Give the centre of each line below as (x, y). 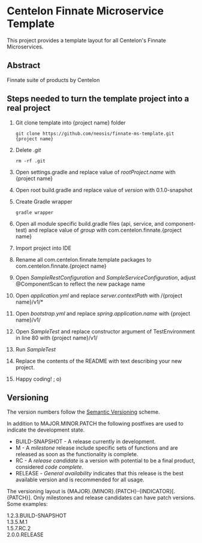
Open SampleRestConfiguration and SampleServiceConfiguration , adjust (105, 277)
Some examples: (27, 504)
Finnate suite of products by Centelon (53, 80)
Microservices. (25, 47)
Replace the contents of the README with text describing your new (99, 361)
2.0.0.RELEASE (25, 535)
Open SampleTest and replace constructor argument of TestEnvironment (105, 331)
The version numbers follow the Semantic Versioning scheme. (84, 412)
